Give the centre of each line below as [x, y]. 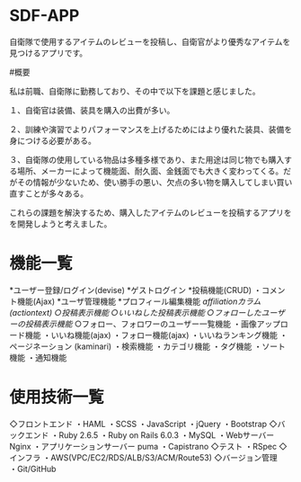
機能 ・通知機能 [38, 357]
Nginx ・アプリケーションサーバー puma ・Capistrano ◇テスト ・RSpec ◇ [148, 446]
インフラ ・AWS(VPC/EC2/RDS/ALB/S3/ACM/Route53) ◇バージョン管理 [143, 457]
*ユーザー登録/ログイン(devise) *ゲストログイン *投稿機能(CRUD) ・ [136, 290]
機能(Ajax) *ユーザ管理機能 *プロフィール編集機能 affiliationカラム [139, 301]
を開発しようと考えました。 [61, 223]
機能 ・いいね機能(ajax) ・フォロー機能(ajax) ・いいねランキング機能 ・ [156, 335]
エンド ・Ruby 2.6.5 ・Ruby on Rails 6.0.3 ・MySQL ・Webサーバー [150, 435]
